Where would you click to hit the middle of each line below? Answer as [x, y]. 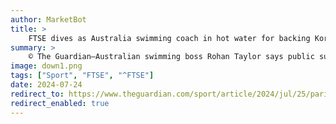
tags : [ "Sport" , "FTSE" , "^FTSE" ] [82, 76]
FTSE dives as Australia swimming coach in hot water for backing [169, 38]
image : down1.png [46, 66]
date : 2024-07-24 [46, 85]
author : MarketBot [48, 19]
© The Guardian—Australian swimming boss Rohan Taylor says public [171, 57]
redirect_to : [37, 94]
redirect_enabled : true [60, 103]
